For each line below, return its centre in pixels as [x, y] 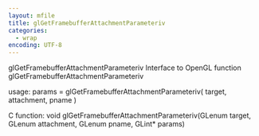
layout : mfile [32, 16]
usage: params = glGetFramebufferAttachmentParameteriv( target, [118, 91]
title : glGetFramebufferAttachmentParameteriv [87, 23]
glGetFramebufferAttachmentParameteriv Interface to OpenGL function [125, 68]
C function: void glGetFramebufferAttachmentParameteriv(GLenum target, [130, 115]
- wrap [26, 38]
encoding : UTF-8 [35, 45]
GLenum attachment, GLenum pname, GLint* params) [97, 124]
